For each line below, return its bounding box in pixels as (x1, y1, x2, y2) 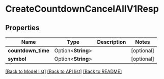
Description (97, 39, 126, 45)
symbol (8, 56, 26, 62)
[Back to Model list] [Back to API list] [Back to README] (5, 68, 122, 74)
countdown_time (8, 47, 50, 54)
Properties (5, 23, 40, 32)
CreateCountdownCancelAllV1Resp (5, 3, 159, 15)
